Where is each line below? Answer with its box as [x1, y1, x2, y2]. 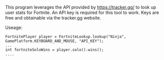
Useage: [5, 24, 22, 30]
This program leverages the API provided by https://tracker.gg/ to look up [5, 4, 156, 10]
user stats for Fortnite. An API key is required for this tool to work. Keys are [5, 9, 159, 15]
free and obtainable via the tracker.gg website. [5, 15, 101, 20]
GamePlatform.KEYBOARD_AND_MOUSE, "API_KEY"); [5, 38, 104, 43]
